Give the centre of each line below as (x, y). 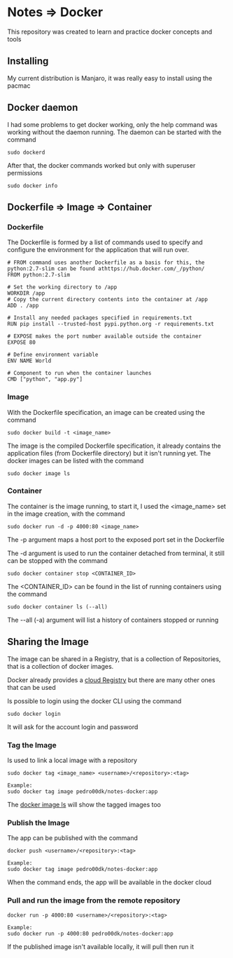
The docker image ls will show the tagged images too (84, 804)
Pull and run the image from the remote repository (94, 900)
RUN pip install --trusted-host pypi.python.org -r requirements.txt (111, 324)
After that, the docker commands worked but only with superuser (101, 165)
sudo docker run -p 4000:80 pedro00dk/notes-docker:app (90, 933)
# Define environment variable (53, 355)
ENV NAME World (29, 361)
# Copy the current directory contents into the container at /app (108, 300)
